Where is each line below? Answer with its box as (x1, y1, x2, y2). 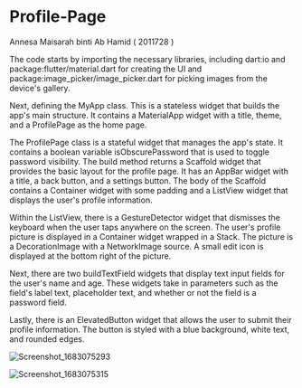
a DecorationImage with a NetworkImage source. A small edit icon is (9, 241, 264, 251)
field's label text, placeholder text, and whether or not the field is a (9, 287, 257, 298)
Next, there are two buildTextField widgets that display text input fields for (9, 268, 285, 279)
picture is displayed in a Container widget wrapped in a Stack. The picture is (9, 231, 294, 241)
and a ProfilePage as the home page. (9, 119, 147, 130)
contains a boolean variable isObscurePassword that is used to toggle (9, 147, 269, 157)
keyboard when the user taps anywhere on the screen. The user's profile (9, 222, 281, 232)
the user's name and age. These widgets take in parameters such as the (9, 278, 278, 289)
